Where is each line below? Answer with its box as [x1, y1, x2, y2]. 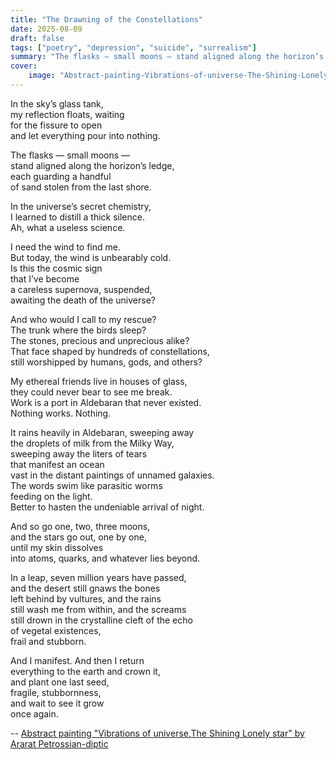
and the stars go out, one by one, [10, 531, 147, 543]
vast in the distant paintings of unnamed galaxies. [10, 469, 215, 481]
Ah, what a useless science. [10, 221, 126, 233]
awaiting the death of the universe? [10, 294, 156, 306]
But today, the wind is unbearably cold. [10, 251, 172, 263]
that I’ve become [10, 272, 80, 285]
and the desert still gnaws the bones [10, 582, 161, 594]
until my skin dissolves [10, 541, 104, 553]
